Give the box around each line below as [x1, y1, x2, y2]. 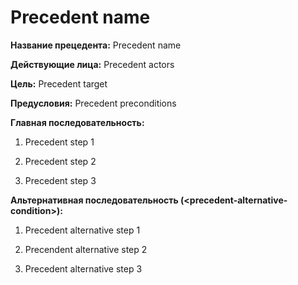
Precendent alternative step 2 [24, 243, 148, 255]
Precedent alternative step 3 [24, 262, 143, 275]
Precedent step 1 [24, 136, 95, 148]
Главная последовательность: [10, 116, 145, 128]
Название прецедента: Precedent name [10, 39, 182, 51]
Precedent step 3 [24, 174, 97, 186]
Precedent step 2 [24, 155, 97, 167]
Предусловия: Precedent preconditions [10, 97, 177, 109]
